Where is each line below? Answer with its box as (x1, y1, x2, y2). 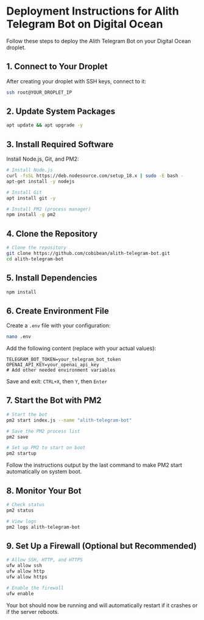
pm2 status (6, 507, 34, 514)
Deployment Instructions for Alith (6, 4, 180, 18)
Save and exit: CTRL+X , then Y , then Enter (6, 378, 108, 385)
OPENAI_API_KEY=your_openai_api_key (6, 362, 99, 368)
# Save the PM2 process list (6, 428, 80, 434)
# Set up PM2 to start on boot (6, 445, 86, 451)
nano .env (6, 333, 32, 340)
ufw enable (6, 590, 34, 597)
